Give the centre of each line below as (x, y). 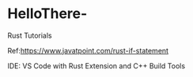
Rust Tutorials (30, 35)
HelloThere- (47, 14)
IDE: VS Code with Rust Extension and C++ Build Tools (96, 66)
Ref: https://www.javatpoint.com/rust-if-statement (88, 50)
